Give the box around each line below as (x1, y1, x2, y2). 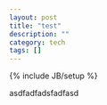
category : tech (9, 37, 66, 47)
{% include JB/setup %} (9, 70, 98, 81)
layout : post (9, 12, 58, 22)
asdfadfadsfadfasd (9, 88, 79, 99)
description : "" (9, 29, 70, 38)
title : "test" (9, 21, 62, 30)
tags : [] (9, 46, 42, 55)
